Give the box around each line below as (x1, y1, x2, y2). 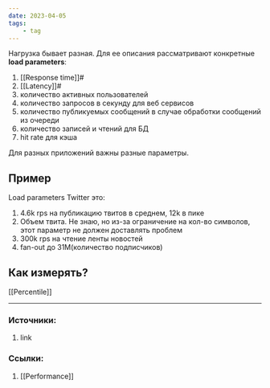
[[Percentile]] (8, 287, 52, 296)
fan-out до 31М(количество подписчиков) (19, 243, 163, 252)
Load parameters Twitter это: (8, 193, 106, 202)
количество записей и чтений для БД (19, 124, 149, 133)
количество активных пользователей (19, 90, 149, 100)
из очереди (19, 116, 60, 125)
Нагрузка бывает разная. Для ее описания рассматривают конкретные (8, 49, 256, 59)
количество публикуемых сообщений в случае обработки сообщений (19, 107, 261, 116)
